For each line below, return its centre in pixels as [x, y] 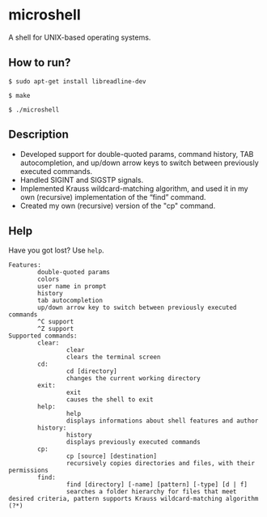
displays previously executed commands [133, 443]
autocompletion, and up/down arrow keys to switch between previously [139, 163]
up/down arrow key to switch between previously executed [137, 308]
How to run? [40, 63]
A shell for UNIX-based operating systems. [80, 37]
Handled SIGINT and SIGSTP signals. [82, 180]
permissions [28, 471]
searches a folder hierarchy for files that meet [151, 492]
